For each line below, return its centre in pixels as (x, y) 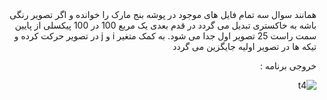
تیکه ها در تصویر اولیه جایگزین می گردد (244, 46)
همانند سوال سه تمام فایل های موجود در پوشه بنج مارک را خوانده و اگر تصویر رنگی (163, 14)
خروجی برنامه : (288, 66)
